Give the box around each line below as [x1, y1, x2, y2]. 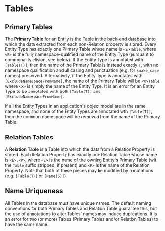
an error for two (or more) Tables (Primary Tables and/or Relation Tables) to [5, 216, 159, 222]
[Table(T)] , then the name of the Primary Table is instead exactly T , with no [5, 62, 159, 68]
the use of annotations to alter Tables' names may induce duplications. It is [5, 211, 157, 217]
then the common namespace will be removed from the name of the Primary [5, 114, 160, 119]
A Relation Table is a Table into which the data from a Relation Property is [5, 146, 155, 152]
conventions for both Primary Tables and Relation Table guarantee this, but [5, 205, 157, 211]
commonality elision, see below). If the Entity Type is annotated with [5, 57, 144, 62]
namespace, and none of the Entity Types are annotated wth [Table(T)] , [5, 108, 153, 114]
